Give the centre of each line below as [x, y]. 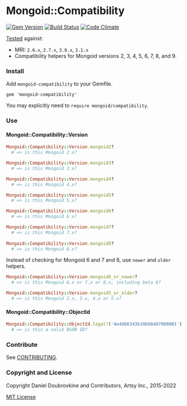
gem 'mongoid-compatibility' [42, 95]
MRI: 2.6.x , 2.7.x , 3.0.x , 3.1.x [52, 50]
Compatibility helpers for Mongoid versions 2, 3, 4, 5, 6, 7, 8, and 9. [96, 56]
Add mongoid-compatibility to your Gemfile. [59, 84]
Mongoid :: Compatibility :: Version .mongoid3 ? [60, 163]
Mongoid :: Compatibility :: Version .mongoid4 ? [60, 179]
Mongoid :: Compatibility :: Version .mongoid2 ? [60, 147]
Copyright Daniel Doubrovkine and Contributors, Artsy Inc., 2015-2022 [91, 385]
